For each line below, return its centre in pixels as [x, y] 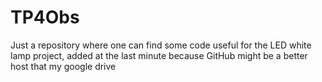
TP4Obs [45, 17]
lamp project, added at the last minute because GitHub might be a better [159, 55]
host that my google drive [63, 66]
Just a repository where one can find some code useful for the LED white [161, 45]
